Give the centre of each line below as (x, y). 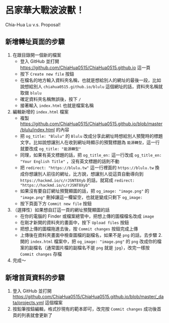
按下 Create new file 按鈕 (47, 74)
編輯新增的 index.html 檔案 (40, 112)
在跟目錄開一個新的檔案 (37, 55)
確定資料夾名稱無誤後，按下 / (51, 99)
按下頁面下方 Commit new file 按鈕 (56, 203)
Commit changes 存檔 (41, 254)
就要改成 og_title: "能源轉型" (51, 148)
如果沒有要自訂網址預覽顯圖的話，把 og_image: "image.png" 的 (84, 191)
